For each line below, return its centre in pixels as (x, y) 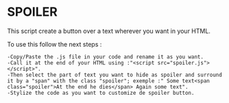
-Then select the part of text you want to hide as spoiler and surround (115, 75)
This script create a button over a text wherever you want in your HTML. (109, 31)
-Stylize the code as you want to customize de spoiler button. (101, 93)
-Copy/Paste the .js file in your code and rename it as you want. (106, 57)
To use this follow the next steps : (55, 44)
